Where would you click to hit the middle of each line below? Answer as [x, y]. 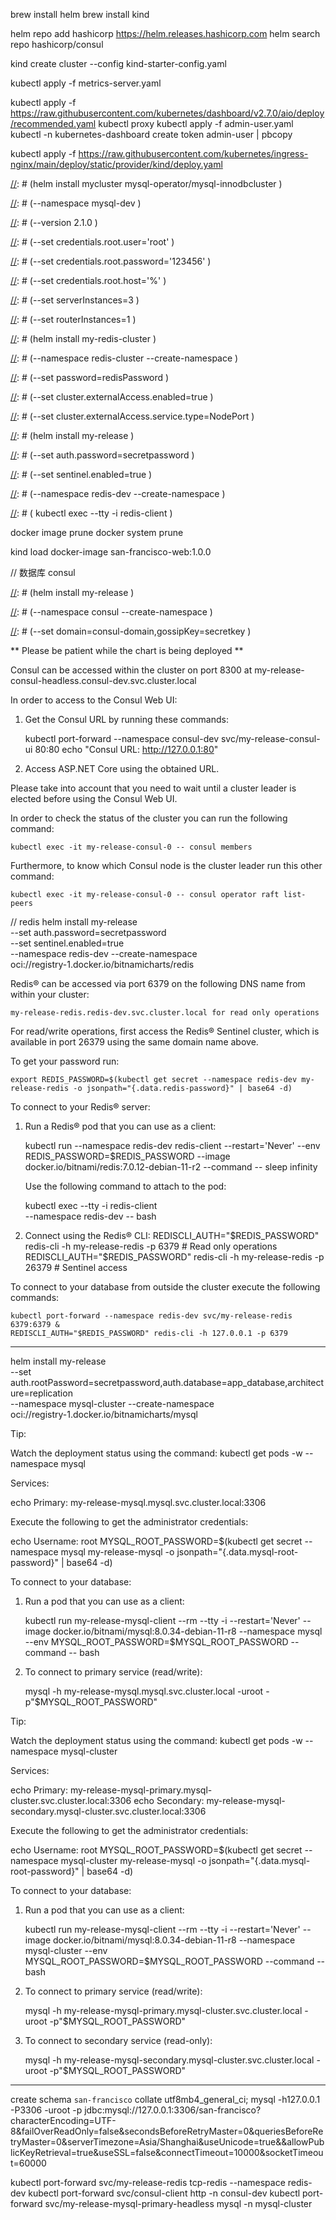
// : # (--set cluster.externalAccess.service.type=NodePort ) [132, 416]
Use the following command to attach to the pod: [125, 1186]
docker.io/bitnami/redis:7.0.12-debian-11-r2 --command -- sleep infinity [171, 1167]
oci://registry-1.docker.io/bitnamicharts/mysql [104, 1414]
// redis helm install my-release [74, 922]
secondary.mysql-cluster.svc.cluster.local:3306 [108, 1811]
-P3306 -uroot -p [46, 2110]
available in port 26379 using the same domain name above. [134, 1042]
